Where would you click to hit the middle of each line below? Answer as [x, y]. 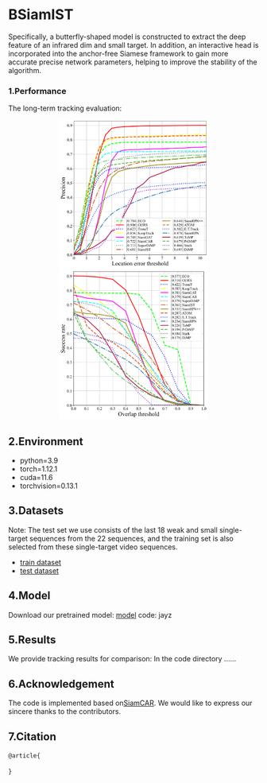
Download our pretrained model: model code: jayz [90, 614]
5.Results [32, 640]
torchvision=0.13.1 [48, 486]
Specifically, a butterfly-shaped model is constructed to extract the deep [127, 37]
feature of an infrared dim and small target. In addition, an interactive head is [133, 45]
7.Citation [33, 736]
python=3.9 [39, 461]
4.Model [29, 596]
